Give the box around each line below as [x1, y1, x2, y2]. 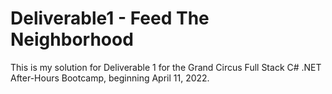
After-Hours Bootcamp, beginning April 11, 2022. [10, 72, 210, 84]
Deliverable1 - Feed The [10, 7, 210, 30]
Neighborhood [10, 28, 134, 51]
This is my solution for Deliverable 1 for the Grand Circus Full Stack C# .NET [10, 61, 322, 73]
